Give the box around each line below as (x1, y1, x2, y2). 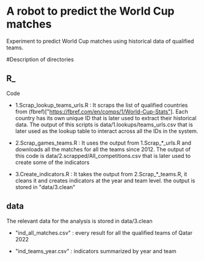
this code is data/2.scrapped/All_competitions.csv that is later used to (15, 152, 191, 159)
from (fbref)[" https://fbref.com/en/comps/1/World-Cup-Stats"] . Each (15, 108, 188, 115)
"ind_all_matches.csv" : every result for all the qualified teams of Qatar (15, 229, 193, 236)
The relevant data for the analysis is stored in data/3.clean (6, 217, 153, 224)
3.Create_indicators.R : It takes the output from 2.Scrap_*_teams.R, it (15, 170, 188, 177)
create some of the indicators (15, 159, 90, 166)
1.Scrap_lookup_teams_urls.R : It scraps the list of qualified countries (15, 101, 188, 109)
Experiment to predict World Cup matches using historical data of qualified (6, 37, 194, 45)
